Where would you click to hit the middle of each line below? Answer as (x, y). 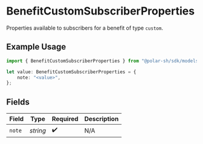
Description (101, 119)
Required (65, 119)
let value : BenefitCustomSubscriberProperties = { (71, 72)
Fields (18, 102)
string (38, 130)
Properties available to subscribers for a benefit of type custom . (85, 28)
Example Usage (36, 47)
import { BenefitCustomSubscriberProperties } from (72, 61)
